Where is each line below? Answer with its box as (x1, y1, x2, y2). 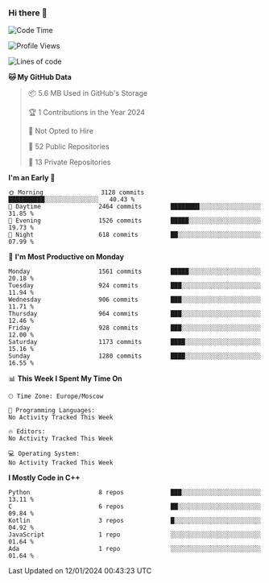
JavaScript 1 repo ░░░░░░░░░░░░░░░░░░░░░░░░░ (8, 531, 262, 539)
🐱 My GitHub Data (8, 72, 72, 82)
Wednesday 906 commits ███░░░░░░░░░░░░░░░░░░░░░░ (8, 296, 262, 304)
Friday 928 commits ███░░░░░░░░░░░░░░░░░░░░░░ (8, 324, 262, 333)
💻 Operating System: (8, 450, 81, 458)
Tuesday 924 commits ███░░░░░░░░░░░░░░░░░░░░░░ (8, 282, 262, 290)
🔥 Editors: (8, 428, 46, 436)
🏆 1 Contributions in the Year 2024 (27, 108, 146, 118)
